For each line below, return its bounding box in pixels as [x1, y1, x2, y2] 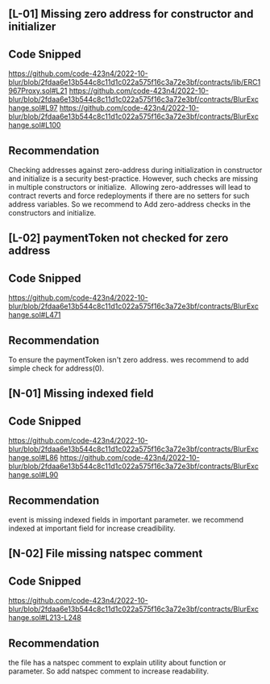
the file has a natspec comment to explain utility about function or [8, 658, 226, 668]
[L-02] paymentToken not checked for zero [8, 231, 229, 245]
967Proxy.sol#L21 [8, 86, 68, 96]
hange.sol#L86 [8, 453, 59, 463]
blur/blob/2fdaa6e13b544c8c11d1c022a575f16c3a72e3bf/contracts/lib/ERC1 [8, 78, 261, 87]
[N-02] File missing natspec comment [8, 547, 203, 560]
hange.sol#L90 [8, 470, 59, 480]
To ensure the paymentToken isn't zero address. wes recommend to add [8, 355, 249, 365]
